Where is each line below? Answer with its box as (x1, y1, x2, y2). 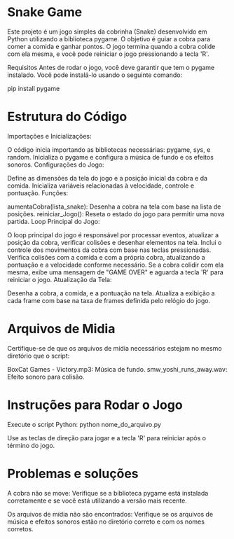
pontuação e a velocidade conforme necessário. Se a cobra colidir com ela (7, 260, 224, 269)
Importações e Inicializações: (7, 132, 92, 140)
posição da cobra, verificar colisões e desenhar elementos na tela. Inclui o (7, 238, 222, 246)
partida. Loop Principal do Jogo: (7, 217, 100, 225)
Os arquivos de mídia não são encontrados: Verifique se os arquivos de (7, 510, 214, 518)
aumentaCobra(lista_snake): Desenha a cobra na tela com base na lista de (7, 202, 221, 211)
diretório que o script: (7, 351, 70, 360)
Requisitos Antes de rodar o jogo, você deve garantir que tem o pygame (7, 63, 215, 71)
